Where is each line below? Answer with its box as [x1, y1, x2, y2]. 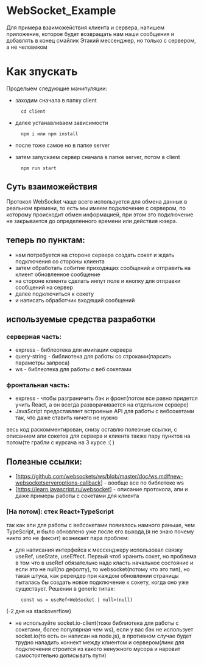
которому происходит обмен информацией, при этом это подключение [6, 211, 194, 218]
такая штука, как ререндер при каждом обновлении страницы [15, 572, 179, 579]
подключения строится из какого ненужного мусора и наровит [15, 645, 181, 652]
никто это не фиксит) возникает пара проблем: [6, 534, 129, 541]
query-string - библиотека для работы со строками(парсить [15, 353, 172, 360]
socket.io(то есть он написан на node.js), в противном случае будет [15, 632, 192, 639]
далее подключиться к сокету [15, 290, 94, 297]
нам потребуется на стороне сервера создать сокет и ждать [15, 251, 175, 258]
